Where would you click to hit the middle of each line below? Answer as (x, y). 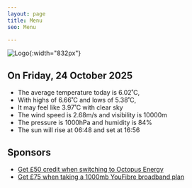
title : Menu (25, 20)
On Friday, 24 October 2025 (70, 75)
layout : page (27, 14)
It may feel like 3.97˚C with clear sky (70, 107)
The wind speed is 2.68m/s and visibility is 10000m (92, 115)
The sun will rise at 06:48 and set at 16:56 (79, 130)
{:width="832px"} (55, 53)
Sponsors (29, 152)
